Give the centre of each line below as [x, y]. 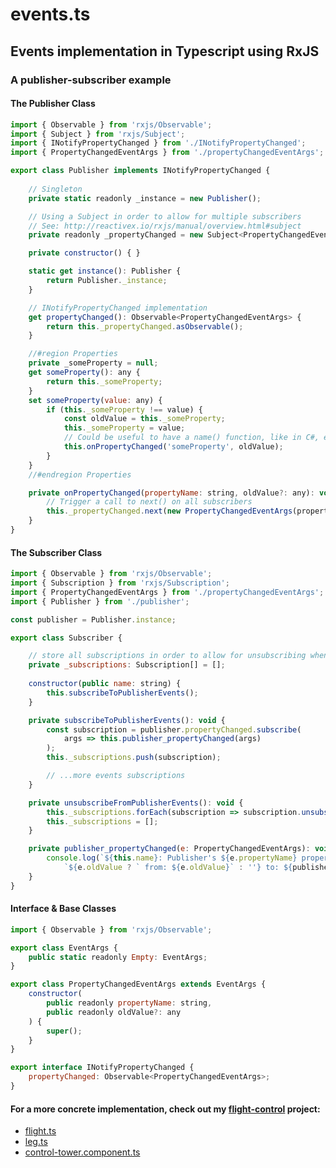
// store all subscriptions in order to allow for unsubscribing [167, 656]
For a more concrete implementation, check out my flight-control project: [165, 1109]
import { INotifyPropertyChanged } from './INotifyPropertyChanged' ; [158, 143]
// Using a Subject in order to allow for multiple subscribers [165, 216]
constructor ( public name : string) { [105, 684]
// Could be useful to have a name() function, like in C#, [191, 438]
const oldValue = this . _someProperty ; [144, 419]
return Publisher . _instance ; [107, 281]
